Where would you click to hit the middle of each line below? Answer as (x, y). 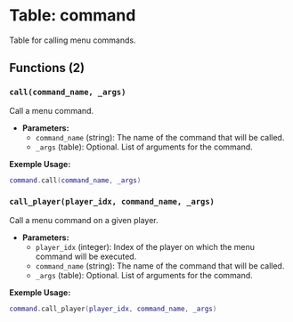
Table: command (73, 16)
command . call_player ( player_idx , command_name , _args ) (113, 309)
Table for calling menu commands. (73, 40)
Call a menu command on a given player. (84, 220)
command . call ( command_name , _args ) (75, 180)
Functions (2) (47, 68)
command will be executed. (86, 256)
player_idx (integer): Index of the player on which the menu (145, 246)
